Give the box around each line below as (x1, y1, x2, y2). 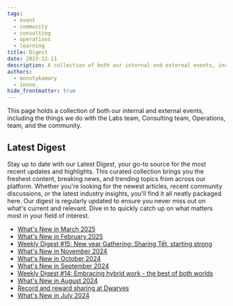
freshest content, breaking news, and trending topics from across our (7, 174, 206, 182)
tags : (7, 10, 23, 17)
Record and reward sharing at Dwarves (17, 284, 130, 292)
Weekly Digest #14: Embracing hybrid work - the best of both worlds (17, 269, 214, 278)
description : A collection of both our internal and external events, (7, 62, 216, 69)
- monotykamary (13, 74, 58, 82)
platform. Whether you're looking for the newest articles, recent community (7, 182, 223, 190)
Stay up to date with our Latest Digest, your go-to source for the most (7, 160, 207, 168)
